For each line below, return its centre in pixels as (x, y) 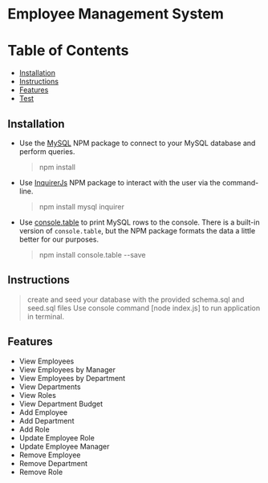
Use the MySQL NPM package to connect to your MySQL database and (137, 143)
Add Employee (43, 412)
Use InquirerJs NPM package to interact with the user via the (120, 182)
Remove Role (41, 472)
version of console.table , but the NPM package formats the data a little (137, 230)
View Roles (38, 395)
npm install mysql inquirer (82, 206)
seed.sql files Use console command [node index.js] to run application (144, 308)
